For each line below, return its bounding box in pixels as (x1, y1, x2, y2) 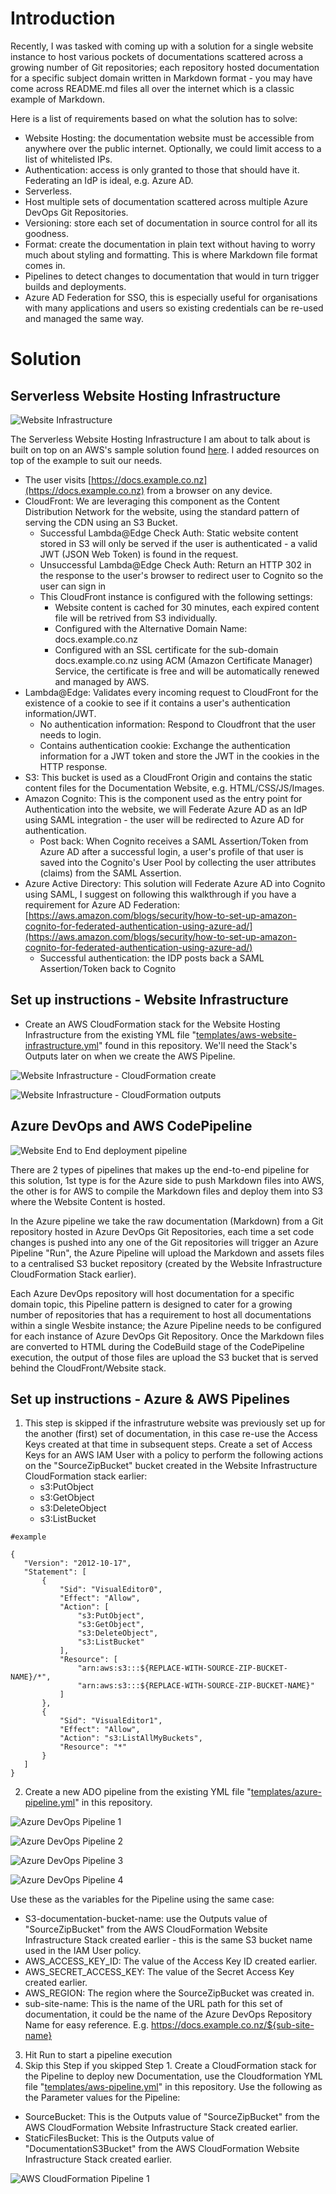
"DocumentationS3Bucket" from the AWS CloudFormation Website (24, 2143, 300, 2155)
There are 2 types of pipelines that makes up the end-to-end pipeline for (10, 1163, 310, 1176)
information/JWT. (24, 707, 97, 719)
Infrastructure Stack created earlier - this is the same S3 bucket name (24, 1934, 313, 1946)
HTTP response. (39, 760, 108, 772)
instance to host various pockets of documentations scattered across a (10, 50, 304, 62)
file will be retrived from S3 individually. (54, 612, 218, 624)
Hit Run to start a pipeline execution (24, 2049, 173, 2061)
